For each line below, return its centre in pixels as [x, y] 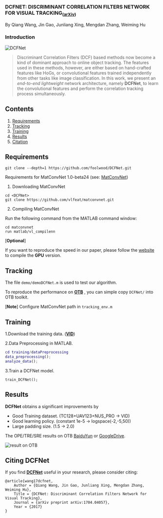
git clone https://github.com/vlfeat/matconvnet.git [60, 200]
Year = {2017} [28, 507]
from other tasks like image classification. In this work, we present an [86, 78]
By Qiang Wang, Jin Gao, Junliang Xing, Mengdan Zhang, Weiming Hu [75, 24]
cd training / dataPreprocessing [37, 352]
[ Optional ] [15, 241]
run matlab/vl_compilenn [30, 232]
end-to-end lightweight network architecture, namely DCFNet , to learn [88, 83]
